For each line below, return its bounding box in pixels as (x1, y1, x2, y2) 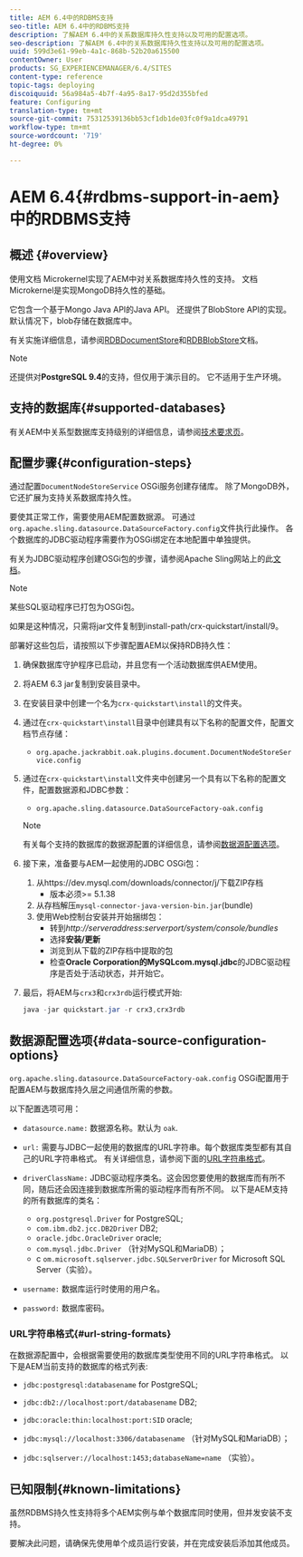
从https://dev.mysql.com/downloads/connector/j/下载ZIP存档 (35, 877, 264, 888)
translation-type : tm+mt (9, 106, 103, 115)
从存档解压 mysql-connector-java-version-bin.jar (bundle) (35, 900, 253, 911)
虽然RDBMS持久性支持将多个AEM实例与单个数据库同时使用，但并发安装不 (9, 1507, 285, 1518)
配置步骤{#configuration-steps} (9, 455, 193, 470)
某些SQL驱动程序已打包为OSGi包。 (9, 602, 140, 613)
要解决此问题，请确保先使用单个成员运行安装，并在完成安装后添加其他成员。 (9, 1538, 295, 1549)
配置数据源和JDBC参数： (38, 785, 132, 796)
